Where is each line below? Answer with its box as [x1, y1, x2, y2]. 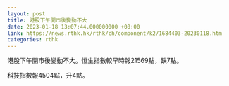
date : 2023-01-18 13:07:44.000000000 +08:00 [7, 23, 140, 30]
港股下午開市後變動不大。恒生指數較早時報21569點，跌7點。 [7, 57, 183, 65]
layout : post [7, 10, 46, 17]
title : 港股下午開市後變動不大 [7, 17, 87, 24]
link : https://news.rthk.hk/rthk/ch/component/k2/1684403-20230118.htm [7, 29, 222, 37]
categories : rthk [7, 36, 58, 43]
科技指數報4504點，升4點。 [7, 71, 89, 80]
